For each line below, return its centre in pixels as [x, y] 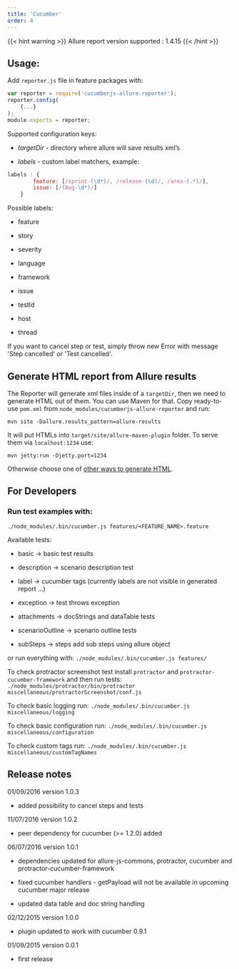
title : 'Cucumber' [35, 14]
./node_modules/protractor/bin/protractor [71, 686]
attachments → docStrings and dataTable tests [86, 616]
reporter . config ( [33, 101]
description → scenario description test [76, 567]
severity [30, 250]
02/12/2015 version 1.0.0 [43, 917]
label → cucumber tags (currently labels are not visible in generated [117, 581]
